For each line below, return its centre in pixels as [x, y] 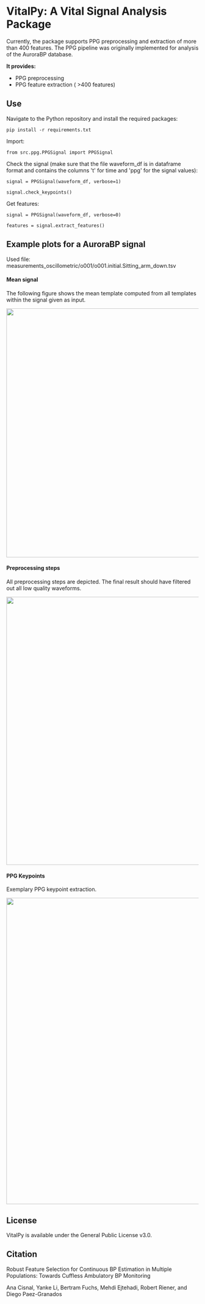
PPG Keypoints [26, 876]
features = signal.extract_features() [56, 226]
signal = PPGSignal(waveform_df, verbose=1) [64, 181]
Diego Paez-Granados [34, 1294]
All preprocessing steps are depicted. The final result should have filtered [99, 582]
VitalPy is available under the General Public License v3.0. [79, 1235]
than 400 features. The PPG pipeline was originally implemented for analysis [103, 48]
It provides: [21, 66]
